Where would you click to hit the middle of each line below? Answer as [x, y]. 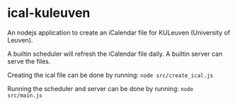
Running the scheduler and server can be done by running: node [100, 88]
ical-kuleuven [49, 13]
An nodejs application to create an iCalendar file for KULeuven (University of [119, 33]
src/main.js [25, 95]
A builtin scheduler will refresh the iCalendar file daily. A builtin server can [115, 54]
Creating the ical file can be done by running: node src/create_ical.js [110, 75]
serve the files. [29, 61]
